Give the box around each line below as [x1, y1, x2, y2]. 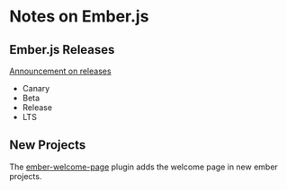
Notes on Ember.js [9, 6, 149, 27]
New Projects [9, 137, 86, 153]
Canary [22, 83, 50, 93]
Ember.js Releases [9, 42, 115, 57]
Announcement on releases [9, 65, 112, 76]
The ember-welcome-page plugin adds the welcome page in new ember [9, 161, 279, 172]
